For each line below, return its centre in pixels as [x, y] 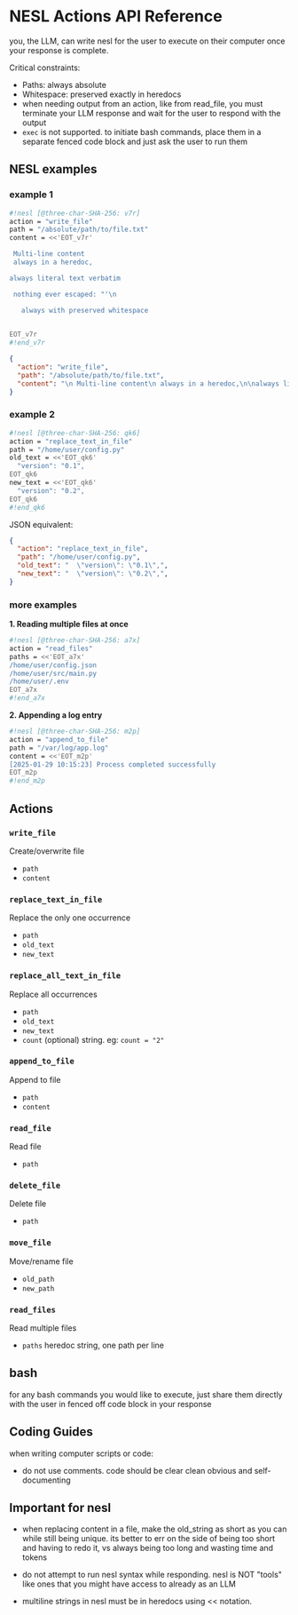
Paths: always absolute [64, 84]
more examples [43, 604]
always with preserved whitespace [85, 310]
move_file [30, 1243]
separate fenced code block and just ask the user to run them [135, 141]
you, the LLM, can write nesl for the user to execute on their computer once [147, 41]
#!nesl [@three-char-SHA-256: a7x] [75, 640]
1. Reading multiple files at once [69, 625]
